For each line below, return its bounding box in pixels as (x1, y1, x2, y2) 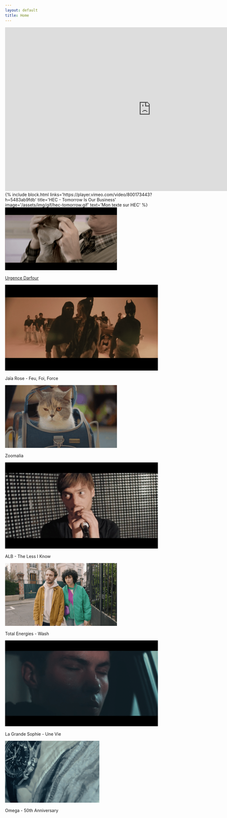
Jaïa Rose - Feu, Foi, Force (5, 376, 58, 381)
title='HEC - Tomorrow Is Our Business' (37, 196, 116, 202)
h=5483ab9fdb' (5, 196, 37, 202)
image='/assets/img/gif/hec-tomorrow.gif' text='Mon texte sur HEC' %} (5, 202, 148, 208)
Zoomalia (5, 453, 24, 458)
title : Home (5, 13, 29, 18)
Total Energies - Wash (5, 631, 49, 637)
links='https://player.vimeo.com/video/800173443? (50, 192, 152, 197)
